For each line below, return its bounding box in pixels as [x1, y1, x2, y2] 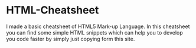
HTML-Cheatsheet [6, 4, 99, 17]
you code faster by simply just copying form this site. [6, 35, 135, 42]
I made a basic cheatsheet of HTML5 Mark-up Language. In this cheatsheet [6, 23, 190, 30]
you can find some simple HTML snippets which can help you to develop [6, 29, 183, 36]
